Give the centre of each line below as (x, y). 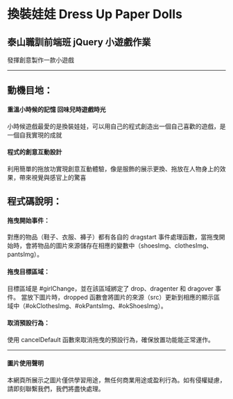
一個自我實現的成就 (35, 135)
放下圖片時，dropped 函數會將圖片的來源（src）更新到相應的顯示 (120, 297)
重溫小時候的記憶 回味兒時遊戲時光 (57, 109)
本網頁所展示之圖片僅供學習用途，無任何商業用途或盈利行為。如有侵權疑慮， (116, 380)
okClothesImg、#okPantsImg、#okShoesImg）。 (98, 305)
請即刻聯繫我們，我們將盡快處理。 (56, 389)
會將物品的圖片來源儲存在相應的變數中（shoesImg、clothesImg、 (119, 246)
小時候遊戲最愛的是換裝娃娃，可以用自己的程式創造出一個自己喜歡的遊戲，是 (116, 126)
